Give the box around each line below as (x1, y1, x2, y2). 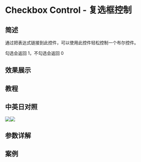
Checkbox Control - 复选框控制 (5, 4, 132, 16)
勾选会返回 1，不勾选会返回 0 (5, 50, 64, 56)
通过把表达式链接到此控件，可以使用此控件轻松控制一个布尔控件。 (5, 40, 139, 45)
